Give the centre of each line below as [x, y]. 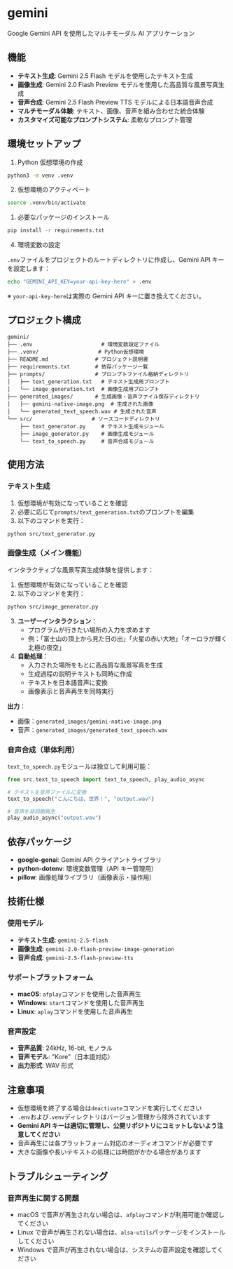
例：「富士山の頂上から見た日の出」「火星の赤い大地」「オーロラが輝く [127, 638]
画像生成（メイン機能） [47, 553]
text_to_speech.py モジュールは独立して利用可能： [80, 766]
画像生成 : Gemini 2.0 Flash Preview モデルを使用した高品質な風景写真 [118, 84]
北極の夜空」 [46, 647]
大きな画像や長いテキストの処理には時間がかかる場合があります [109, 1152]
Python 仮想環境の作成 [50, 162]
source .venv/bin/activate [47, 203]
